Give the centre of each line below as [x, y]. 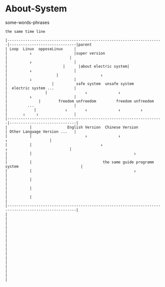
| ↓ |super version [55, 53]
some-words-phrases [27, 22]
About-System [36, 9]
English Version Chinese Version [103, 127]
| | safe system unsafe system [70, 84]
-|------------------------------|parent [49, 45]
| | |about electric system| [67, 66]
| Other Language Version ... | [41, 132]
